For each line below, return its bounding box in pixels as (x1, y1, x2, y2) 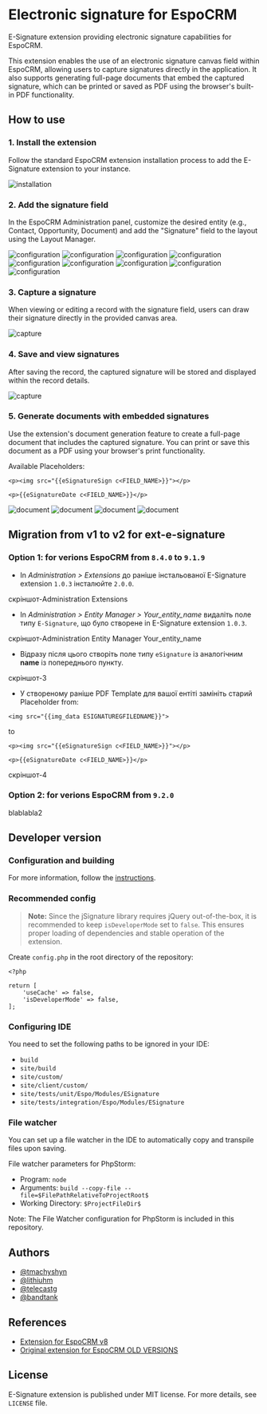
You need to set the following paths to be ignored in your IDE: (8, 1039, 210, 1049)
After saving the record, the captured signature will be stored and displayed (8, 367, 257, 376)
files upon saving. (8, 1144, 67, 1154)
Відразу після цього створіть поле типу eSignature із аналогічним (19, 649, 243, 658)
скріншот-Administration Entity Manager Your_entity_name (8, 634, 202, 643)
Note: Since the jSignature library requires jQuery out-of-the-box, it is (27, 911, 257, 920)
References (8, 1316, 67, 1329)
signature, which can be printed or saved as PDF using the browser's (8, 81, 235, 91)
